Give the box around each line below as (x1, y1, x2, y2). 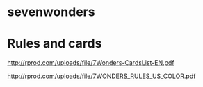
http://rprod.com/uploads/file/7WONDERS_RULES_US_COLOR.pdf (7, 72, 196, 80)
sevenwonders (7, 4, 95, 20)
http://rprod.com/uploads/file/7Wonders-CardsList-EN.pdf (7, 59, 175, 67)
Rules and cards (7, 36, 102, 52)
